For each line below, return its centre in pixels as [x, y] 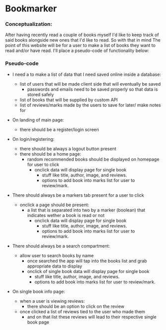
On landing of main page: [38, 120]
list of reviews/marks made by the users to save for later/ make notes [90, 105]
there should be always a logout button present [68, 149]
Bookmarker [31, 9]
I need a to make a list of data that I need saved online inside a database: [86, 74]
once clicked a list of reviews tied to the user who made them [82, 311]
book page [38, 322]
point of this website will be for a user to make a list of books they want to [81, 46]
